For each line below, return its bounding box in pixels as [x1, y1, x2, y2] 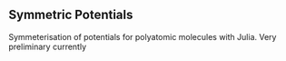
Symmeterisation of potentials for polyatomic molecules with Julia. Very [8, 31, 277, 42]
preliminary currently [8, 41, 87, 52]
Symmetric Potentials [8, 7, 133, 23]
